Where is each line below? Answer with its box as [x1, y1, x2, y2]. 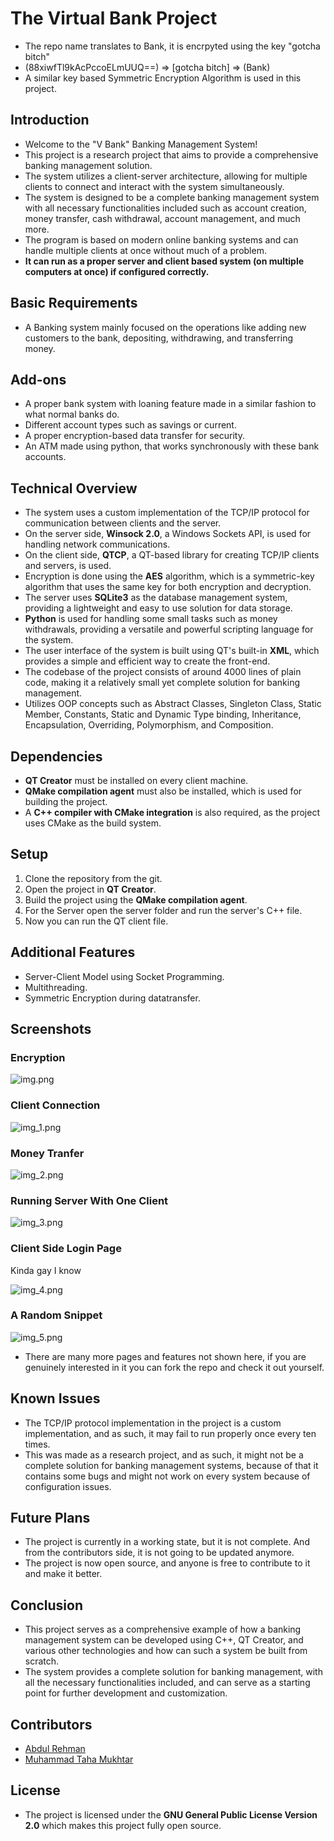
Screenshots [10, 1021, 92, 1038]
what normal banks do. [24, 408, 120, 421]
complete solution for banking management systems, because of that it [24, 1459, 319, 1471]
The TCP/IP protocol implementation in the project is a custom [24, 1417, 282, 1429]
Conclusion [10, 1597, 84, 1614]
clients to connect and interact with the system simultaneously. [24, 180, 285, 192]
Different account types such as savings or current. [24, 419, 237, 431]
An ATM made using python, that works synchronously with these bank [24, 440, 320, 452]
